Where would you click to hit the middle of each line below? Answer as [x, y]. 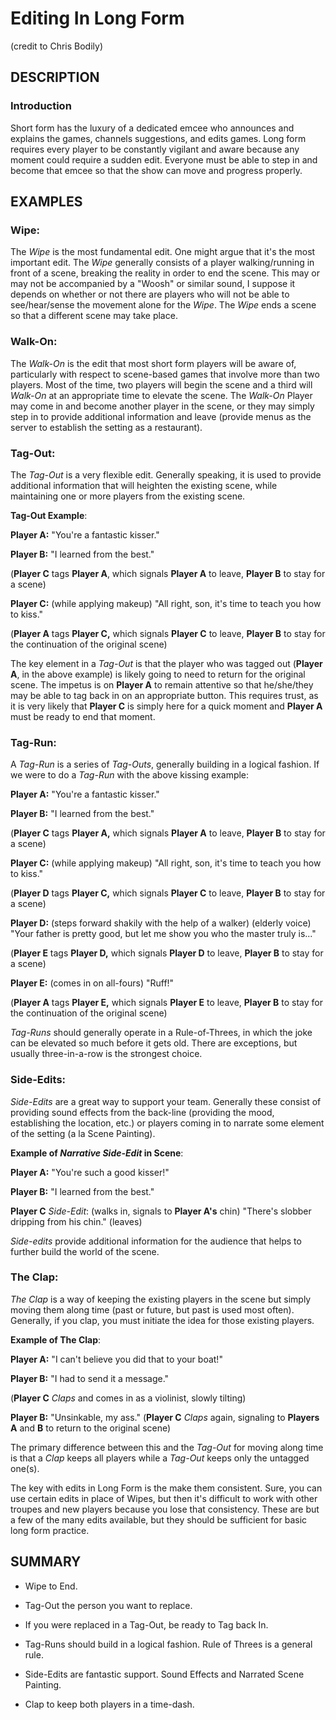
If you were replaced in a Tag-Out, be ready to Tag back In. [146, 1624]
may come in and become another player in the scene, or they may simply [162, 406]
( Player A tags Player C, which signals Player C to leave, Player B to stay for [168, 633]
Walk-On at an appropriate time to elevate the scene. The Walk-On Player [161, 395]
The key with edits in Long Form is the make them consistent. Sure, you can [166, 1488]
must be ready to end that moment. [83, 716]
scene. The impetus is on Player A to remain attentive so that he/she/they [162, 684]
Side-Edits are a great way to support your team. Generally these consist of [166, 1101]
